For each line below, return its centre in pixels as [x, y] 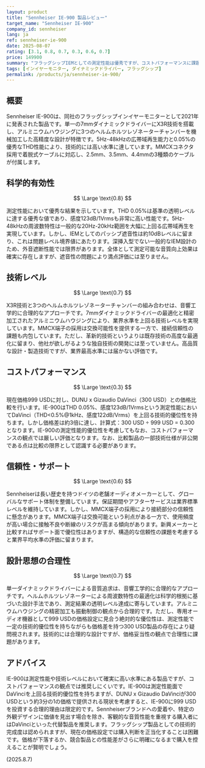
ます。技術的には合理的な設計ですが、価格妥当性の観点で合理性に [110, 634]
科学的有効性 [31, 183]
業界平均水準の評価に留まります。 [54, 539]
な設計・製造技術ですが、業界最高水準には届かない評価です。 [84, 350]
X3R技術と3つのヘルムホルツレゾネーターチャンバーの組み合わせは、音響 [99, 305]
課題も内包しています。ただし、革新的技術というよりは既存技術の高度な [97, 335]
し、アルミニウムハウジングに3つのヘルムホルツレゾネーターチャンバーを [99, 132]
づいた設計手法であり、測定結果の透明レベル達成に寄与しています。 [92, 603]
